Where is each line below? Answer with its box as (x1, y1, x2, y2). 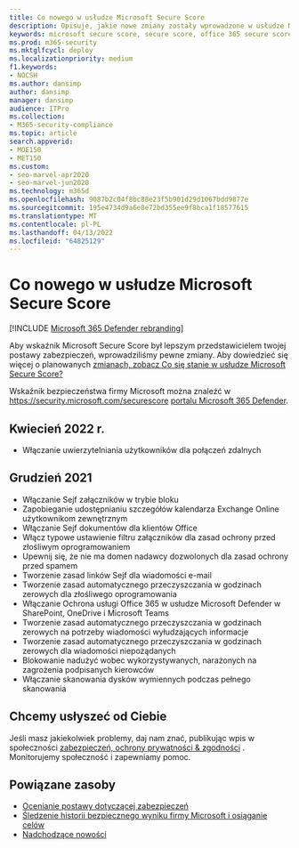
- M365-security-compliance (9, 121, 114, 130)
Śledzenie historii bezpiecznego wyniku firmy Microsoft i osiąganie (21, 811, 268, 821)
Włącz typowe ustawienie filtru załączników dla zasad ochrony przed (21, 531, 276, 543)
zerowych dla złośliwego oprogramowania (21, 588, 178, 599)
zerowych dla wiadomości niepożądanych (21, 645, 176, 656)
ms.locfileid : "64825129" (9, 237, 105, 246)
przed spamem (21, 560, 78, 570)
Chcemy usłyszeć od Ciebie (9, 709, 167, 724)
